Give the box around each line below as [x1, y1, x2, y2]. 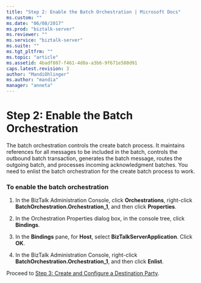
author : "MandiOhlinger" [6, 71, 69, 77]
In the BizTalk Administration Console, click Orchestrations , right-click [15, 197, 193, 204]
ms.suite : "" [6, 43, 40, 49]
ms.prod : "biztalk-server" [6, 26, 75, 32]
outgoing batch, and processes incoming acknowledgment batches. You [6, 161, 188, 168]
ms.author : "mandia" [6, 77, 59, 83]
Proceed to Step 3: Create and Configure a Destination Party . [6, 270, 160, 277]
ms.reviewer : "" [6, 32, 48, 38]
